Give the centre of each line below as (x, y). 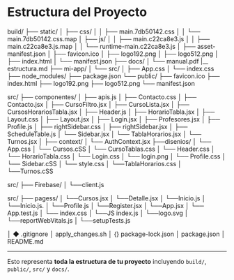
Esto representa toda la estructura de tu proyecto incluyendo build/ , (107, 261)
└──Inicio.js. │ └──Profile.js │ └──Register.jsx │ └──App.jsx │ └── (106, 205)
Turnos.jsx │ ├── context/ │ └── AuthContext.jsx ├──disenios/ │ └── (109, 141)
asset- (206, 46)
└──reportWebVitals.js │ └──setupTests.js (69, 220)
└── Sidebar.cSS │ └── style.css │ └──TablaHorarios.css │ (95, 163)
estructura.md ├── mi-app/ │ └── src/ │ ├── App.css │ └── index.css (111, 68)
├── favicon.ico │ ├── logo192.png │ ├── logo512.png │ (136, 54)
